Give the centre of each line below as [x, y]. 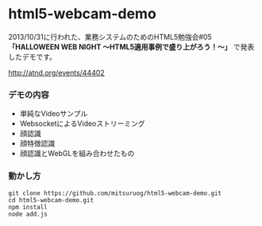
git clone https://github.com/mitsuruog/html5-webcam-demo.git [115, 193]
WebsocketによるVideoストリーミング [82, 123]
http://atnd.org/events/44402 [56, 72]
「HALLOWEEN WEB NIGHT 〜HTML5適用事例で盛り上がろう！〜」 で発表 [131, 47]
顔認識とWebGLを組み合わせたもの [77, 154]
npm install [28, 207]
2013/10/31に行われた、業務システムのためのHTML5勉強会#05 [110, 37]
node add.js [28, 214]
